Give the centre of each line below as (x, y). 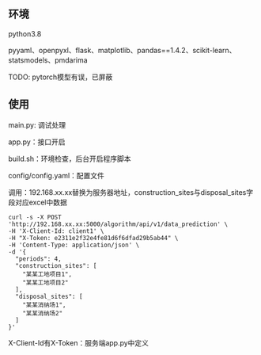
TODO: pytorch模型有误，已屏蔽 (61, 77)
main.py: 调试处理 (37, 124)
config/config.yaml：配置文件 (57, 175)
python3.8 (25, 33)
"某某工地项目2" (45, 282)
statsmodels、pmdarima (48, 60)
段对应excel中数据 (38, 202)
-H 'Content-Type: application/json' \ (74, 245)
